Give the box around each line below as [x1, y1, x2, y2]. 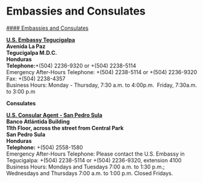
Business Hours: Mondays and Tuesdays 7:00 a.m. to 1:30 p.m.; [6, 163, 165, 170]
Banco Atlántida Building [6, 117, 70, 125]
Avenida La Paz [6, 43, 46, 50]
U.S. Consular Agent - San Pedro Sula [6, 111, 103, 119]
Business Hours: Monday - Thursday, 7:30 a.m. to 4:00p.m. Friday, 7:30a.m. [6, 81, 198, 89]
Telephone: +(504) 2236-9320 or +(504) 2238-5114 [6, 62, 136, 69]
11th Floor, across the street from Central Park [6, 124, 124, 131]
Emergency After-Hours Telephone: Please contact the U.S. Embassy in [6, 150, 185, 157]
